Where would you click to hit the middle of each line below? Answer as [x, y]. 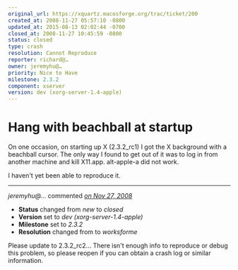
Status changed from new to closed [71, 209]
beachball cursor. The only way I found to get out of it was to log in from [113, 154]
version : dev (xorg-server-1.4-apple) [65, 92]
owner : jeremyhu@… [35, 66]
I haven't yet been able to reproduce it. [64, 176]
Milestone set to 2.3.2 [50, 225]
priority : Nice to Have [43, 73]
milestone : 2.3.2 [34, 79]
